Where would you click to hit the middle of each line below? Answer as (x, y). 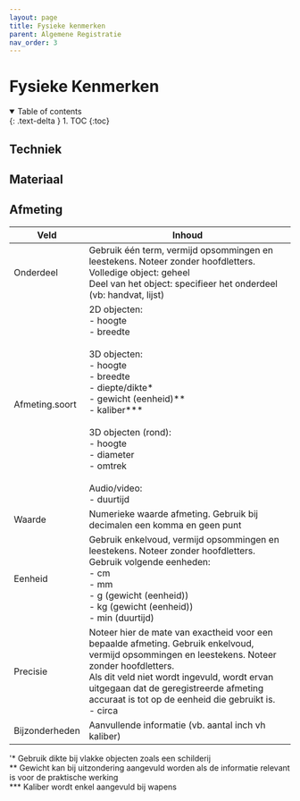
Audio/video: (116, 488)
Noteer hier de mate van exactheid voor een (181, 632)
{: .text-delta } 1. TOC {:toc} (59, 121)
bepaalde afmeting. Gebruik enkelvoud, (171, 643)
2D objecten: (116, 309)
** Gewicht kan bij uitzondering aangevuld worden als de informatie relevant (150, 767)
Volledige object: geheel (139, 272)
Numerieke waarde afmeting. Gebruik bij (174, 513)
